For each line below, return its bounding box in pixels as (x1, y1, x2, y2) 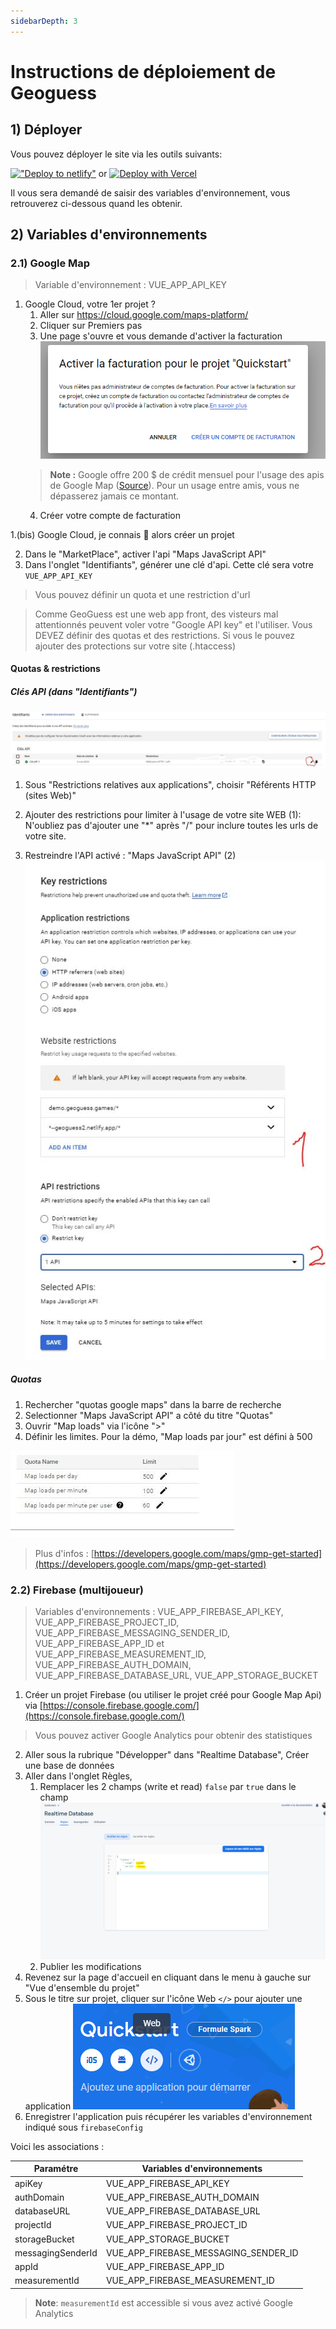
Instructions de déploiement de (10, 60, 277, 83)
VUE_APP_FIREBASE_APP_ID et (34, 1638, 165, 1650)
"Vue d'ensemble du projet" (24, 1981, 140, 1994)
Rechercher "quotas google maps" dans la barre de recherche (24, 1398, 282, 1410)
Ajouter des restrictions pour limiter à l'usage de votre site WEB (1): (24, 808, 302, 820)
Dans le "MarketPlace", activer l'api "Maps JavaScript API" (24, 548, 267, 560)
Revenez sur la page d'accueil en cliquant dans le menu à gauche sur (24, 1971, 312, 1983)
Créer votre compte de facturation (39, 509, 181, 521)
